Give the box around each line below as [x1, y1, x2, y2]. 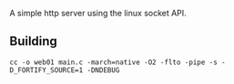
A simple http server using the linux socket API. [9, 8, 187, 18]
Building [9, 33, 57, 49]
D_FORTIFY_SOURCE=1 [9, 65, 84, 75]
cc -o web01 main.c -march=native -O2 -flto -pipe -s [9, 58, 219, 67]
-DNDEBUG [86, 65, 120, 75]
